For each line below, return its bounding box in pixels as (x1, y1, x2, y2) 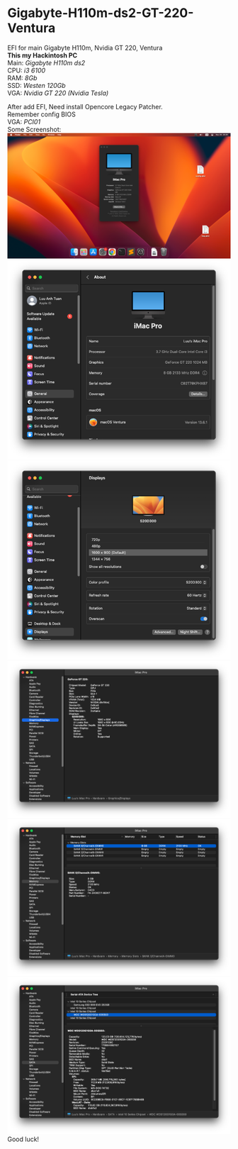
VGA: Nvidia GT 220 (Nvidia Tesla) (7, 89, 109, 97)
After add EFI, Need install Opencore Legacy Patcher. (7, 102, 163, 111)
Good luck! (7, 1135, 40, 1143)
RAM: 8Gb (7, 73, 38, 82)
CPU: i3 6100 (7, 66, 46, 74)
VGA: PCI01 (7, 117, 41, 126)
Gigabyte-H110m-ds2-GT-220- (7, 5, 194, 21)
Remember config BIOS (7, 110, 76, 118)
